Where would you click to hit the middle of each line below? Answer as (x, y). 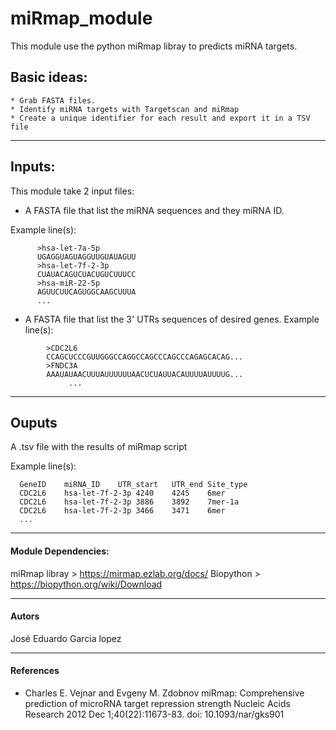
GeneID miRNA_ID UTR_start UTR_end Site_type (133, 485)
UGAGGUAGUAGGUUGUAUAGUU (86, 257)
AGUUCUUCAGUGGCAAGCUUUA (86, 292)
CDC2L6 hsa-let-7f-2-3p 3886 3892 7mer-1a (129, 502)
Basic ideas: (49, 77)
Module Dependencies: (60, 551)
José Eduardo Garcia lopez (66, 638)
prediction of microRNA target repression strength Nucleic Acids (157, 703)
